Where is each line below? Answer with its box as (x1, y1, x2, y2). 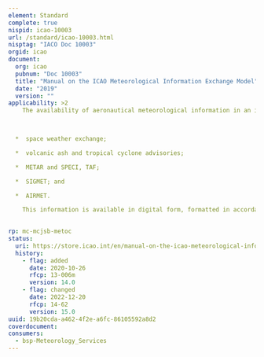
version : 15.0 (28, 307, 76, 315)
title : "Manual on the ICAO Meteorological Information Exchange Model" (15, 77, 258, 85)
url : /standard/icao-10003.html (8, 33, 114, 42)
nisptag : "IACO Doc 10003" (8, 41, 97, 49)
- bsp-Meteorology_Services (15, 337, 108, 345)
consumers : (8, 329, 44, 338)
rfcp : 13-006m (28, 271, 76, 279)
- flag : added (22, 256, 68, 264)
